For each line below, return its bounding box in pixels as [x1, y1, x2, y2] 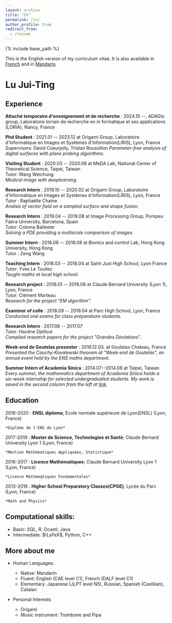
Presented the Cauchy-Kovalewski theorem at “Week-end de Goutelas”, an [5, 349, 164, 355]
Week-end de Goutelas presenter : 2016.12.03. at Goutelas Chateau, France [5, 344, 167, 350]
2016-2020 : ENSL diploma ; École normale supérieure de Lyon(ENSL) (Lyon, [5, 410, 167, 416]
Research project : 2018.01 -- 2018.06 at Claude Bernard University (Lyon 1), [5, 281, 167, 287]
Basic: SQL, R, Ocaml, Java [12, 526, 70, 532]
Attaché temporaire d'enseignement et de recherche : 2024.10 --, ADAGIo [5, 113, 165, 119]
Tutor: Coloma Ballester [5, 224, 55, 230]
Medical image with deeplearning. [5, 177, 78, 183]
